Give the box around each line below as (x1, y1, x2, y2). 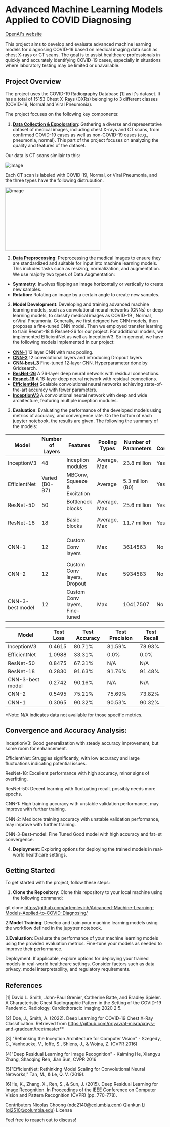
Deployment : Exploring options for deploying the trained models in (12, 846, 152, 852)
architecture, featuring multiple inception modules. (12, 397, 118, 403)
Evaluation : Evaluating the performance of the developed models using (12, 407, 162, 413)
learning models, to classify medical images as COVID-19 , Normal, (12, 312, 152, 318)
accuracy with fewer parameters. (28, 386, 98, 393)
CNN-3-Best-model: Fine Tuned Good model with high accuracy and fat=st (5, 831, 162, 837)
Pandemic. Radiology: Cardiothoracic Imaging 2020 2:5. (5, 1005, 122, 1012)
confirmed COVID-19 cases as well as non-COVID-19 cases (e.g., (12, 132, 149, 138)
